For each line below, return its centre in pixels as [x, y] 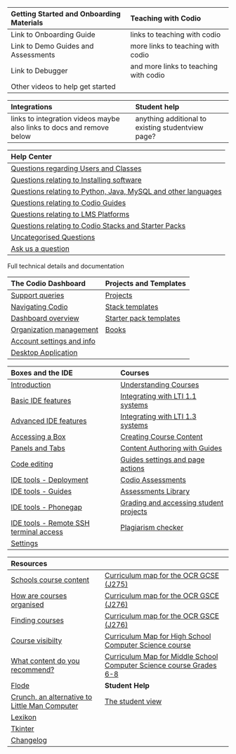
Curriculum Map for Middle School [161, 656]
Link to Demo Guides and [52, 46]
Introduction [31, 385]
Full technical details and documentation [66, 266]
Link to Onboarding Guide [53, 35]
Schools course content [50, 580]
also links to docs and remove [60, 128]
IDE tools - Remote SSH [50, 523]
